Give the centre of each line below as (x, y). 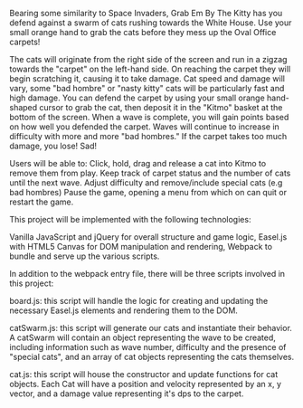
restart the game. (42, 202)
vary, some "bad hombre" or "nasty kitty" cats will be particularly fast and (147, 88)
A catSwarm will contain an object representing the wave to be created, (142, 337)
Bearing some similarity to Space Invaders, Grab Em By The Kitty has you (146, 13)
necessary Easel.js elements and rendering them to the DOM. (123, 310)
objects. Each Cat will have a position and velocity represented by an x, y (146, 384)
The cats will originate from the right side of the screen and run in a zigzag (148, 59)
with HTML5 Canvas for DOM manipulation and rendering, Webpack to (141, 247)
